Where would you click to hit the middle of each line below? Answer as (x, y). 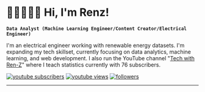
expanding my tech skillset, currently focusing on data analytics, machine (99, 52)
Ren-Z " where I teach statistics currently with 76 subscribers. (83, 65)
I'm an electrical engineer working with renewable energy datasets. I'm (95, 45)
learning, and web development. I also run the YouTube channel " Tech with (101, 58)
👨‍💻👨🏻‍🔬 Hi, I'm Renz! (58, 12)
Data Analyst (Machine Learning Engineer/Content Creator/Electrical (97, 29)
